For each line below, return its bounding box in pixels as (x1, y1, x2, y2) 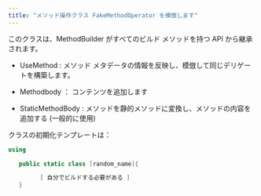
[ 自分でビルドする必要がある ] (39, 174, 130, 182)
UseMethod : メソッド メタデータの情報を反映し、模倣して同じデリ (19, 60, 237, 70)
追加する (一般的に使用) (19, 113, 96, 122)
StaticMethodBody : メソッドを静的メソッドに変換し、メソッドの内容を (19, 103, 252, 113)
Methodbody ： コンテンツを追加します (19, 87, 148, 96)
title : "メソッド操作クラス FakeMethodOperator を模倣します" (8, 11, 198, 20)
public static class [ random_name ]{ (18, 160, 139, 168)
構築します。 (33, 70, 75, 79)
